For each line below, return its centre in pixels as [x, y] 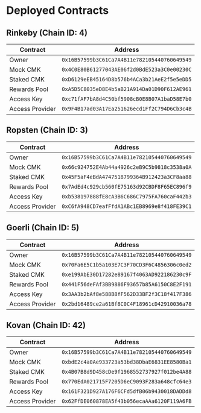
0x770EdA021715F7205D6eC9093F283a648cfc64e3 [127, 382]
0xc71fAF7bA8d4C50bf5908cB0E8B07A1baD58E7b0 [127, 99]
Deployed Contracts [58, 11]
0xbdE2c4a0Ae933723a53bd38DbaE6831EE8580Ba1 [127, 362]
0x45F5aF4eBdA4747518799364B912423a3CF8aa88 [127, 177]
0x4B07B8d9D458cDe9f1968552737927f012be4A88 [127, 372]
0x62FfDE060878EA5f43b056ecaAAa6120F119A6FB [127, 401]
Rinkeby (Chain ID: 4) [47, 33]
